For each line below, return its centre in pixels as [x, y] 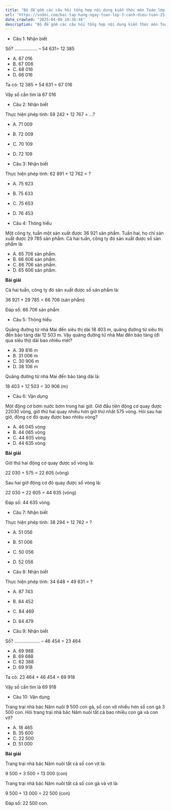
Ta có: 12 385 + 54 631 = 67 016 [39, 85]
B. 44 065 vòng [29, 433]
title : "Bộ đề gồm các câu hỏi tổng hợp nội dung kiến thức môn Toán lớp [85, 10]
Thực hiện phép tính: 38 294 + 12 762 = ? [49, 522]
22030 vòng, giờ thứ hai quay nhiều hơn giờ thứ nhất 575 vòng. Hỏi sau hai [83, 412]
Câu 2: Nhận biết [30, 105]
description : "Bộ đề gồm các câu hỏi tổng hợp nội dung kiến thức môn [82, 24]
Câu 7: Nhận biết [30, 512]
